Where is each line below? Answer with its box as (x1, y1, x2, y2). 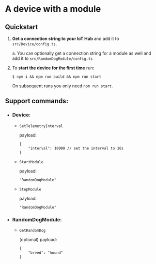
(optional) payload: (19, 236, 57, 242)
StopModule (19, 187, 42, 192)
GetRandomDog (19, 228, 46, 233)
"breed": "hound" (28, 250, 63, 255)
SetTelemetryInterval (19, 123, 63, 129)
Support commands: (5, 97, 69, 105)
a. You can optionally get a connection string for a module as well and (12, 50, 152, 56)
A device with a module (5, 3, 101, 15)
